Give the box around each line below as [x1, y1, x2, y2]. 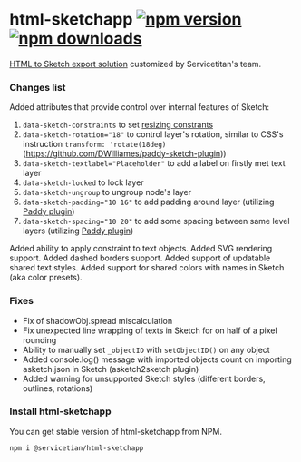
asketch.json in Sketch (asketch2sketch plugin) [22, 363, 199, 374]
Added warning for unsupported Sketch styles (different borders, [22, 373, 266, 384]
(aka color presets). [9, 272, 83, 283]
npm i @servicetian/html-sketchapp [9, 443, 144, 453]
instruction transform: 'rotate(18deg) [22, 139, 167, 150]
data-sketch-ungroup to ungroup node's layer [22, 187, 192, 198]
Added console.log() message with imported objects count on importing [22, 354, 292, 365]
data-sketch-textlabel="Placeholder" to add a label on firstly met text [22, 158, 286, 169]
